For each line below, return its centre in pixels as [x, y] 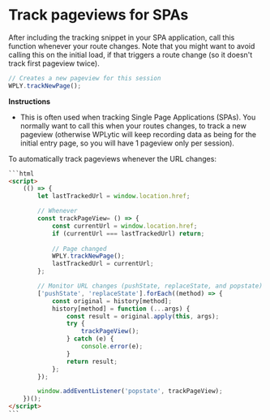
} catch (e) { [90, 339]
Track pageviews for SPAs [99, 15]
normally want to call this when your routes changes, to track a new [133, 126]
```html [21, 173]
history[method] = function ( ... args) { [121, 309]
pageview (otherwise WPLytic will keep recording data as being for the [138, 134]
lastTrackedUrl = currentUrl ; [103, 264]
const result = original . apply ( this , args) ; [143, 316]
